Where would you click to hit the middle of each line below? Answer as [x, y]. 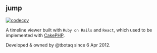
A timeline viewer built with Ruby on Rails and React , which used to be [79, 30]
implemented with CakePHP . [35, 35]
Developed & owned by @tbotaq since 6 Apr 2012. [58, 45]
